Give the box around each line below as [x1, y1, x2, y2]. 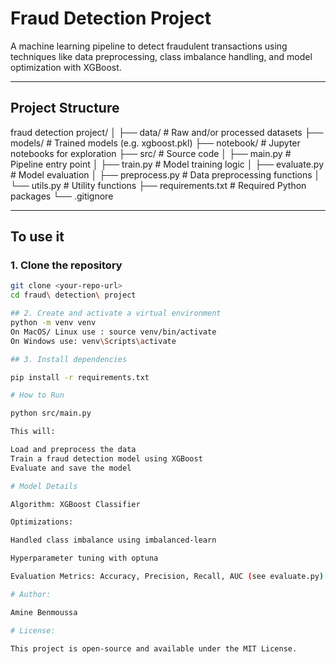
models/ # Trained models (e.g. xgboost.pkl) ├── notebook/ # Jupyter [10, 137, 301, 149]
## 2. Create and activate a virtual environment [10, 308, 222, 319]
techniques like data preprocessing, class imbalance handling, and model [10, 50, 313, 62]
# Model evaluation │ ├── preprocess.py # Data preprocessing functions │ [10, 168, 321, 181]
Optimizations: [10, 517, 74, 527]
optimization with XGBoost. [10, 61, 122, 73]
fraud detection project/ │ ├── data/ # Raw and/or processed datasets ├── [10, 126, 324, 138]
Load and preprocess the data [10, 445, 137, 455]
